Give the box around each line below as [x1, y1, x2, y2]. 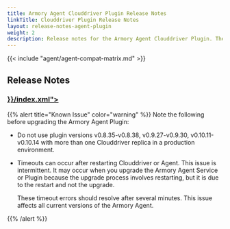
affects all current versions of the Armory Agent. [16, 201, 154, 209]
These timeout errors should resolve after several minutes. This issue [16, 193, 213, 202]
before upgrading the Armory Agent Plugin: [7, 117, 129, 125]
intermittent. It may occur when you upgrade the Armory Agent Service [16, 166, 218, 174]
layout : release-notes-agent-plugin [7, 23, 112, 29]
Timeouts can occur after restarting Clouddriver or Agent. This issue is [16, 158, 217, 167]
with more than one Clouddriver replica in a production [40, 138, 195, 146]
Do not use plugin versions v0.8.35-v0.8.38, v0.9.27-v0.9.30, [16, 131, 190, 139]
